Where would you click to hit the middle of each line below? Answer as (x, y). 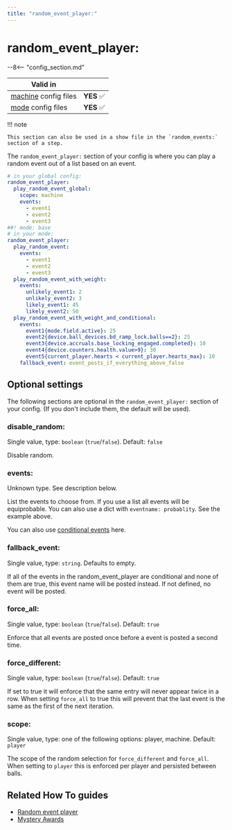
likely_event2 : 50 (52, 311)
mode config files (39, 107)
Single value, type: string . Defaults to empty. (72, 563)
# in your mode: (30, 234)
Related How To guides (58, 795)
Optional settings (45, 384)
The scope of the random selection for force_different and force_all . (108, 759)
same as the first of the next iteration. (61, 706)
